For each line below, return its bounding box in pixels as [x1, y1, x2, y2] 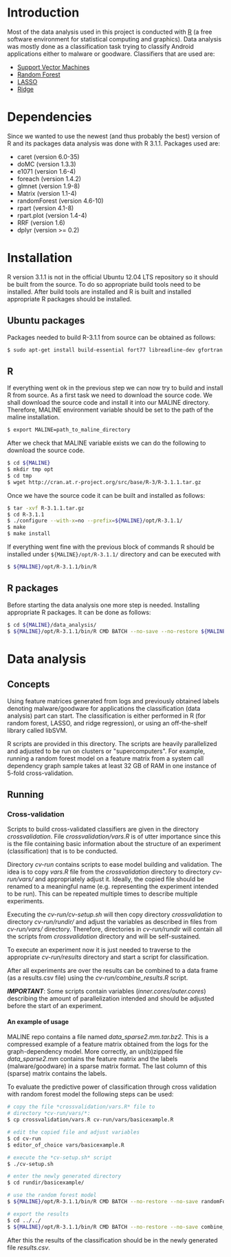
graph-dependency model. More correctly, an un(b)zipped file [7, 1047, 184, 1056]
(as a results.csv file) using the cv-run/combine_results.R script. [7, 974, 188, 982]
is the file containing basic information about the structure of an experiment [7, 840, 221, 848]
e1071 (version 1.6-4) [16, 167, 76, 175]
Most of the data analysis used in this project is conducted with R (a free [7, 28, 212, 36]
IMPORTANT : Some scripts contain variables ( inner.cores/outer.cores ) [7, 987, 206, 996]
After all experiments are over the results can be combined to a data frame [7, 967, 219, 975]
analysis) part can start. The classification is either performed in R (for [7, 712, 206, 720]
